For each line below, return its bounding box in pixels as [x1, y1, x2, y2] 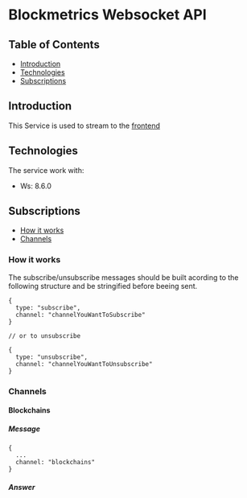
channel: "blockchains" [15, 459, 95, 467]
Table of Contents [8, 38, 101, 51]
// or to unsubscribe [8, 331, 81, 340]
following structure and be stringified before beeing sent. [8, 281, 198, 290]
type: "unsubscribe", [15, 352, 89, 361]
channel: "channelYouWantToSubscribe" [15, 311, 146, 319]
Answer [8, 482, 35, 492]
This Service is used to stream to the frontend [8, 121, 161, 130]
